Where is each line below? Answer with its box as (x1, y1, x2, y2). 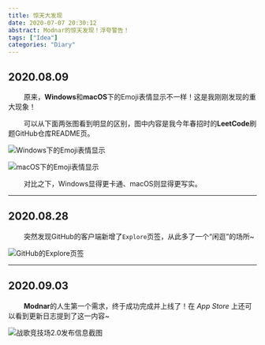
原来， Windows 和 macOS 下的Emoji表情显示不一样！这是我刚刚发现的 (23, 92, 250, 101)
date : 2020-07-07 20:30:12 (8, 19, 97, 27)
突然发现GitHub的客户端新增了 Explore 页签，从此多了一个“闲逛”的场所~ (23, 231, 255, 241)
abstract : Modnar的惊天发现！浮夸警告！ (8, 26, 130, 34)
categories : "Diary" (8, 41, 77, 49)
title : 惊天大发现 (8, 11, 63, 20)
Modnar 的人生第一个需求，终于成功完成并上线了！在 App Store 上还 (23, 301, 246, 310)
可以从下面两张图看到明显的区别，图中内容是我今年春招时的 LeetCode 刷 (23, 118, 257, 128)
